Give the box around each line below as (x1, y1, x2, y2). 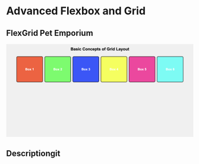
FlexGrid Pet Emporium (6, 28, 93, 38)
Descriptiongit (6, 148, 61, 159)
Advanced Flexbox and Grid (6, 4, 146, 18)
